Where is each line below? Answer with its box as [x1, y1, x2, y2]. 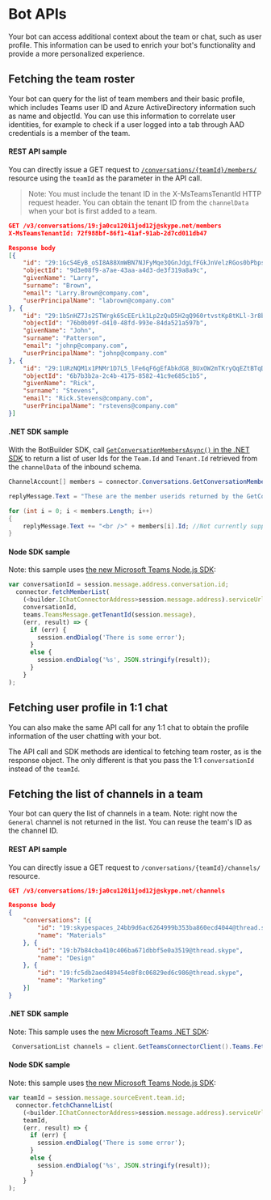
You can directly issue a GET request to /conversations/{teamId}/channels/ [8, 863, 261, 872]
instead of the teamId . [8, 764, 81, 774]
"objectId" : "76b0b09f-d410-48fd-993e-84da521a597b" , [23, 319, 207, 328]
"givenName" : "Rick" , [23, 380, 95, 388]
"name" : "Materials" [37, 931, 106, 939]
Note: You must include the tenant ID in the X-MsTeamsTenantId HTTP [27, 189, 262, 198]
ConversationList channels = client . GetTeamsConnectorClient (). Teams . [11, 1043, 254, 1051]
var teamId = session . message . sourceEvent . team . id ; [8, 1094, 186, 1102]
